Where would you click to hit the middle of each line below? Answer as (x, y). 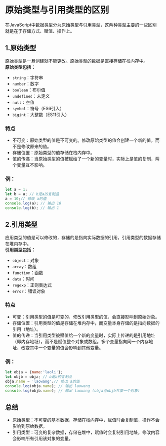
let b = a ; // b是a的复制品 (32, 194)
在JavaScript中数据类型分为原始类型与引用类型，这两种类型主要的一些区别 (81, 25)
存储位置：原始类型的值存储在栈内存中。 (53, 153)
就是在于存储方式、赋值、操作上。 (40, 31)
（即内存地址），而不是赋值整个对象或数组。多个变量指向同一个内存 (81, 341)
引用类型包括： (20, 249)
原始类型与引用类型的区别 (57, 10)
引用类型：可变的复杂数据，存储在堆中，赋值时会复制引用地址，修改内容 (86, 432)
